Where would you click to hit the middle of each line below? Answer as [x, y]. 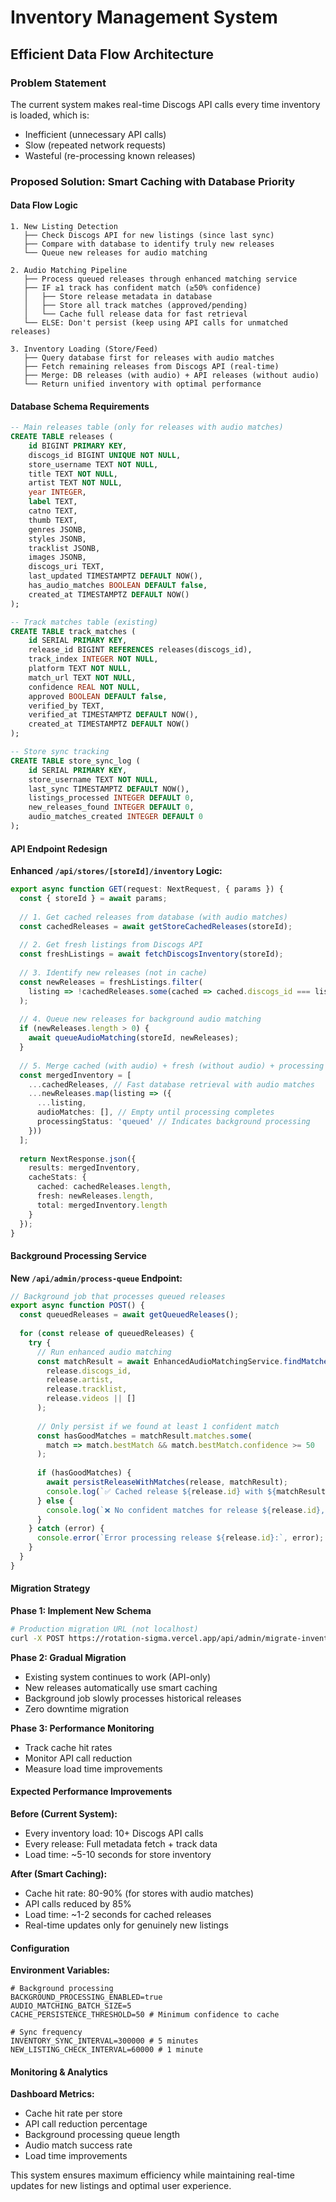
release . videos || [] [91, 1399]
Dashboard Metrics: [52, 2094]
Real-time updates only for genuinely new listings [126, 1925]
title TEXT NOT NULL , [73, 474]
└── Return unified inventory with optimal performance [142, 384]
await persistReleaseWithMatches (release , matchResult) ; [167, 1482]
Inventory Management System [144, 17]
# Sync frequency [46, 2032]
